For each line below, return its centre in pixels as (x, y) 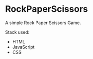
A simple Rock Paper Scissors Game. (43, 23)
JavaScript (23, 47)
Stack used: (17, 32)
